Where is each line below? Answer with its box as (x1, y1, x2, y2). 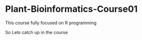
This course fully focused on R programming (5, 20, 97, 26)
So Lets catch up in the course (5, 29, 68, 35)
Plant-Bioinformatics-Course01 (5, 3, 138, 15)
